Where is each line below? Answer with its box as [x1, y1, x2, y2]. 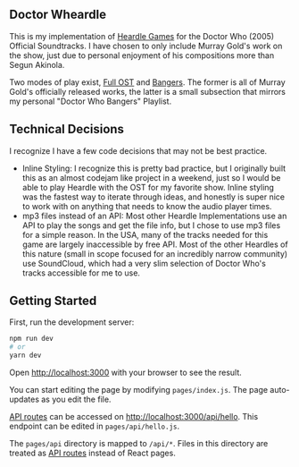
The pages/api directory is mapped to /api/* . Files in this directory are [9, 438, 269, 449]
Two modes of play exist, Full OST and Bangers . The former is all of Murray [9, 76, 286, 88]
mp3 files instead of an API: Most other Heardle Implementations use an [21, 210, 287, 221]
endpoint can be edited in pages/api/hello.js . [9, 420, 180, 432]
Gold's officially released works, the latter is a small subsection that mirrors [9, 86, 286, 97]
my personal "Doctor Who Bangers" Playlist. [9, 96, 172, 106]
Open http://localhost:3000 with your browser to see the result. [9, 367, 243, 378]
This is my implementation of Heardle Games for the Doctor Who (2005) [9, 30, 275, 41]
